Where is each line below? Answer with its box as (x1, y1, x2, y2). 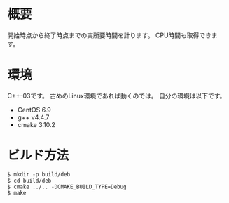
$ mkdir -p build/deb (7, 171, 71, 178)
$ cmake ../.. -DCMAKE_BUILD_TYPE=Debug (7, 183, 127, 190)
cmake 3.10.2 (17, 120, 56, 129)
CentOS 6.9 (17, 105, 51, 114)
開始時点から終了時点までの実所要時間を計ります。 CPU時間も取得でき (7, 31, 212, 39)
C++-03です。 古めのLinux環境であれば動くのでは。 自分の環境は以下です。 (7, 91, 226, 100)
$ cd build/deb (7, 177, 52, 184)
